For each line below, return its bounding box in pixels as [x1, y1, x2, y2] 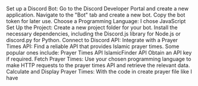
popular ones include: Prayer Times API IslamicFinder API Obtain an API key [6, 49, 192, 56]
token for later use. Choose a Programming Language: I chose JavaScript [6, 18, 186, 24]
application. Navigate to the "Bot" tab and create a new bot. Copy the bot [6, 11, 186, 18]
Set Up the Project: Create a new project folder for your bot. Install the [6, 24, 178, 31]
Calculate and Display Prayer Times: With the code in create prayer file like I [6, 68, 192, 75]
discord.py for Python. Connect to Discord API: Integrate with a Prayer [6, 37, 178, 43]
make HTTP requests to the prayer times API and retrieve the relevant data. [6, 62, 190, 69]
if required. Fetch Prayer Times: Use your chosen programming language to [6, 56, 191, 62]
